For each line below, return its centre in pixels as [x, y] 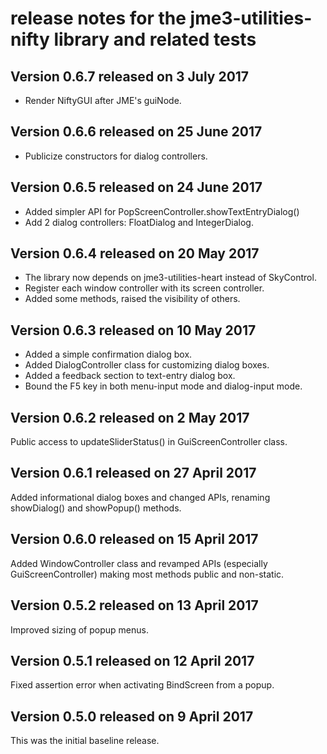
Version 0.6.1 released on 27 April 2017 [133, 473]
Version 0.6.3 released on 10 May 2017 [133, 330]
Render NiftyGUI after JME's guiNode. [103, 100]
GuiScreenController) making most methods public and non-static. [147, 574]
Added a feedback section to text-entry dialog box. [130, 376]
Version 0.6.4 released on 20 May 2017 [135, 253]
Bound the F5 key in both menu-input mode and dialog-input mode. [163, 386]
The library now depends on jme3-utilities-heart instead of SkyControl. [170, 278]
